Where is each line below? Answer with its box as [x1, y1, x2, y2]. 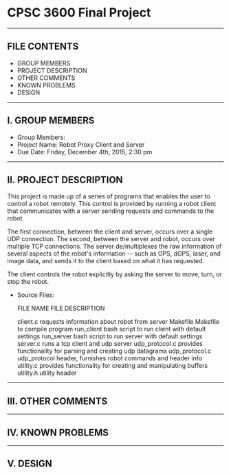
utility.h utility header [16, 369, 77, 377]
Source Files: [16, 291, 55, 299]
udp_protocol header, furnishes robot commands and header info [16, 354, 203, 362]
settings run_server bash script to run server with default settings [16, 332, 203, 340]
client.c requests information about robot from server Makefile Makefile [16, 318, 220, 326]
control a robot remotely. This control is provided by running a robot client [7, 200, 217, 208]
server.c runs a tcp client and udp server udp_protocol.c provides [16, 340, 203, 348]
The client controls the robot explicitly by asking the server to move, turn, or [7, 270, 222, 278]
